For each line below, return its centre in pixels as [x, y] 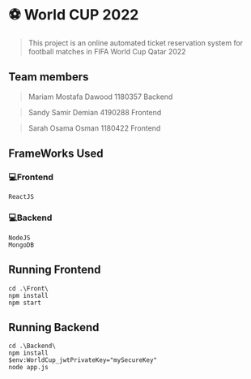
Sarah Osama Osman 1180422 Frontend [94, 128]
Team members [49, 77]
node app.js [28, 368]
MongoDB [21, 245]
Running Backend [54, 327]
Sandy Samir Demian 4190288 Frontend [95, 112]
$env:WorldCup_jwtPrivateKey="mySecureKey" [83, 360]
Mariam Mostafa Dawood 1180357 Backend [100, 97]
